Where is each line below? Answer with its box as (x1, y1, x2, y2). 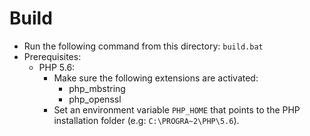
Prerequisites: (23, 50, 82, 62)
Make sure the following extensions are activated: (53, 72, 259, 84)
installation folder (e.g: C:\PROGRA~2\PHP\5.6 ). (53, 114, 240, 126)
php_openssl (68, 93, 122, 105)
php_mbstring (68, 82, 126, 94)
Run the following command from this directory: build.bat (23, 40, 264, 52)
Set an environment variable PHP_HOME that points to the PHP (53, 103, 301, 116)
